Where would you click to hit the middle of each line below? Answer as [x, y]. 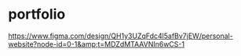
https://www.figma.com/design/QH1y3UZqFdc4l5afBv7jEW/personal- [120, 36]
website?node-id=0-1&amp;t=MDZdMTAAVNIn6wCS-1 [97, 44]
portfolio [37, 14]
